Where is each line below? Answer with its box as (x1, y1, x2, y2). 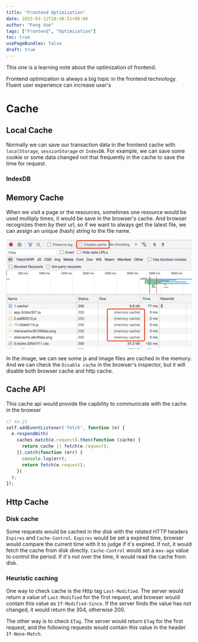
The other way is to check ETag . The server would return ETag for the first (6, 618, 183, 625)
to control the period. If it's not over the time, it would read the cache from (6, 553, 186, 560)
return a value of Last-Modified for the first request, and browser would (6, 594, 180, 601)
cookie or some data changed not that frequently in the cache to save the (6, 153, 184, 160)
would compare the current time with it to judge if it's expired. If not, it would (6, 541, 192, 548)
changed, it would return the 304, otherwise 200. (6, 606, 126, 613)
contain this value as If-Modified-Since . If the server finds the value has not (6, 600, 192, 607)
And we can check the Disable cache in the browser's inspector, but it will (6, 361, 186, 368)
